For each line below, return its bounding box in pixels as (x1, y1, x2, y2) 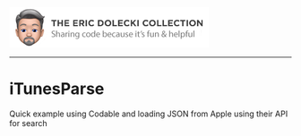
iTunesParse (9, 79, 105, 99)
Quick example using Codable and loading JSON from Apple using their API (9, 108, 288, 119)
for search (9, 117, 47, 128)
